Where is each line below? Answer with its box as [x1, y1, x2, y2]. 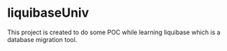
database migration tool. [7, 35, 78, 43]
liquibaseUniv [7, 5, 89, 21]
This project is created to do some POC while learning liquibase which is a [7, 28, 221, 36]
